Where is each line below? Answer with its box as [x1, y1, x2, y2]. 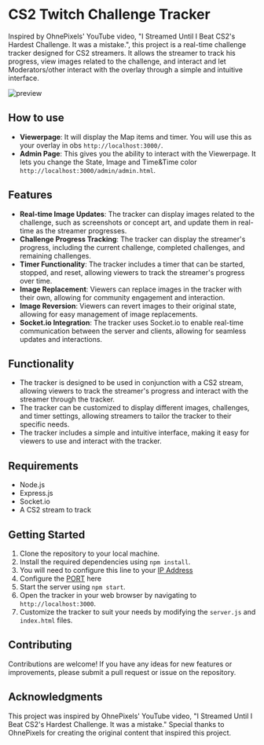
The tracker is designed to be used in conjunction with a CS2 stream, [19, 378, 244, 387]
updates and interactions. [19, 334, 103, 343]
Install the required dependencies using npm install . [19, 557, 191, 567]
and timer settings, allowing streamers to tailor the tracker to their [19, 411, 232, 421]
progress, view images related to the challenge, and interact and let [8, 57, 226, 66]
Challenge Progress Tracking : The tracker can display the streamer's [19, 234, 246, 244]
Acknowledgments [8, 690, 104, 704]
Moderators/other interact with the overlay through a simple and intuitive [8, 64, 244, 74]
